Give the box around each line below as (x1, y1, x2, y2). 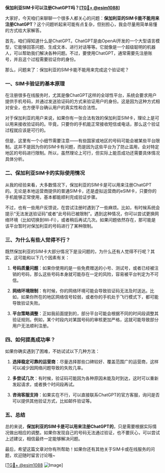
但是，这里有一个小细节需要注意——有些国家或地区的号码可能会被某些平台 (5, 138, 156, 144)
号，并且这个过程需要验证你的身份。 (5, 56, 79, 62)
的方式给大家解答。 (5, 28, 44, 33)
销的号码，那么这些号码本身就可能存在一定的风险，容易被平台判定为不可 (12, 271, 159, 277)
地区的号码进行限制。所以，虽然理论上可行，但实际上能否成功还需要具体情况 (5, 150, 160, 156)
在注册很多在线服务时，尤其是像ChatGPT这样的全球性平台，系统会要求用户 (5, 92, 157, 98)
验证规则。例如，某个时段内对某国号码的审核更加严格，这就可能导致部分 (12, 316, 159, 322)
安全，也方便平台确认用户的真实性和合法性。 (9, 105, 100, 111)
